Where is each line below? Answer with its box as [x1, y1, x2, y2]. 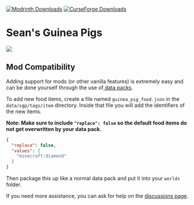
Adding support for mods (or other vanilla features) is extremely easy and [6, 78, 183, 85]
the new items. [6, 107, 42, 115]
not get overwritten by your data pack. [6, 125, 102, 132]
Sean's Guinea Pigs [6, 26, 103, 39]
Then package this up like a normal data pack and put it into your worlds [6, 175, 181, 182]
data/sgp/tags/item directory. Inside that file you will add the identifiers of [6, 102, 185, 109]
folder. [6, 181, 22, 188]
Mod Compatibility [6, 62, 76, 72]
